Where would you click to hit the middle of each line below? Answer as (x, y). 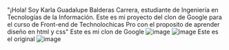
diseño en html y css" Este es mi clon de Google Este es (113, 32)
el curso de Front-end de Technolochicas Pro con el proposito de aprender (113, 24)
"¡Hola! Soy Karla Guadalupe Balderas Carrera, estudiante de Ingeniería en (113, 10)
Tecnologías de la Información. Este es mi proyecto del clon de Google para (114, 17)
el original (21, 39)
